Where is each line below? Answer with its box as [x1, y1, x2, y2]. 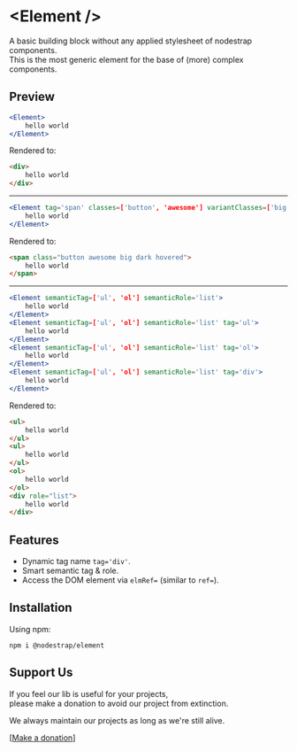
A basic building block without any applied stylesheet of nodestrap [9, 35, 253, 46]
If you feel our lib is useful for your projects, [9, 688, 169, 699]
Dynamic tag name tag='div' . [21, 556, 131, 567]
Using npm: [9, 623, 51, 634]
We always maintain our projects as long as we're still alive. [9, 715, 225, 725]
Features [9, 532, 59, 547]
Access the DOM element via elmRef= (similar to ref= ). [21, 575, 219, 585]
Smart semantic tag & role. [21, 565, 119, 577]
